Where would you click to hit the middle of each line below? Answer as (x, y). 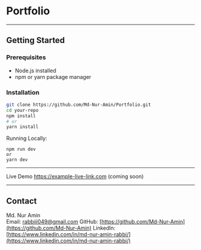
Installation (23, 92)
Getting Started (36, 40)
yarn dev (17, 160)
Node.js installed (36, 71)
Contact (22, 201)
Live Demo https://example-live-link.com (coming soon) (75, 176)
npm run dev (21, 150)
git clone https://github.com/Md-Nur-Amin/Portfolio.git (79, 105)
